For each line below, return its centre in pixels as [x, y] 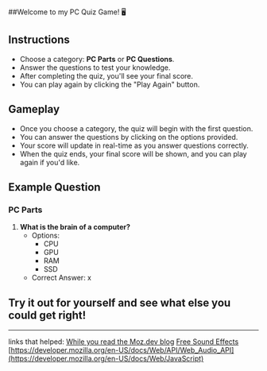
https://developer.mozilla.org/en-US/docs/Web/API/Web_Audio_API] [122, 350]
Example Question [54, 187]
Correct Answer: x [61, 278]
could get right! [47, 315]
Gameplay [34, 109]
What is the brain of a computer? [75, 227]
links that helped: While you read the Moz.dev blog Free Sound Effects [124, 342]
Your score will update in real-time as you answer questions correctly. [134, 145]
